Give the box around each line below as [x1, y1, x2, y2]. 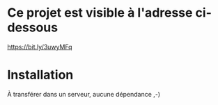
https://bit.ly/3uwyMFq [7, 42, 72, 51]
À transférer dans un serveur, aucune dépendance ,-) [7, 90, 161, 98]
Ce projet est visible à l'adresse [7, 5, 193, 21]
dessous [7, 19, 58, 35]
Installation [7, 67, 74, 83]
